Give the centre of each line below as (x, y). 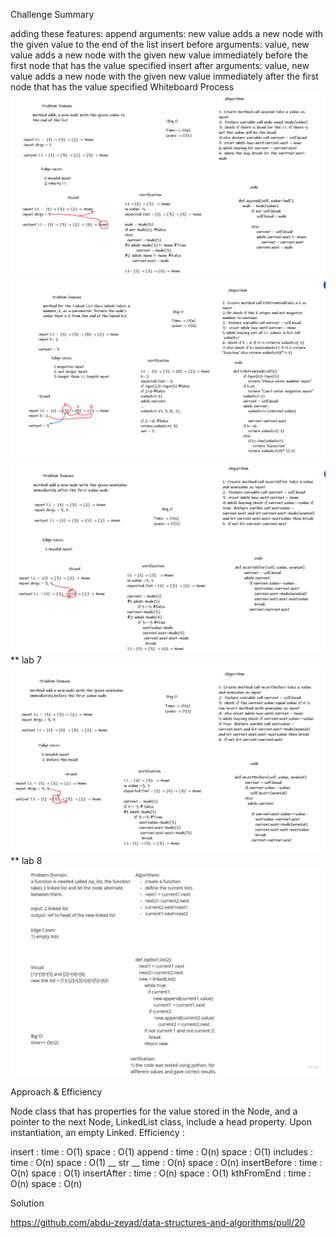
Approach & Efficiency (56, 1091)
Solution (27, 1203)
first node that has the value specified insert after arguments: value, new (160, 65)
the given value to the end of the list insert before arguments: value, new (160, 44)
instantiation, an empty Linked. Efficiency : (97, 1132)
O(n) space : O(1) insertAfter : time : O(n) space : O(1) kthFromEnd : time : (161, 1173)
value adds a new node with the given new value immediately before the (159, 55)
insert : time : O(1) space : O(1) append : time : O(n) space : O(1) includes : (161, 1151)
